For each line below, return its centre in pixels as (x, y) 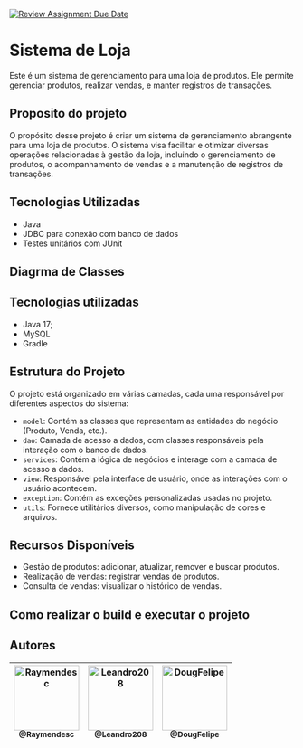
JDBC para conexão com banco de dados (100, 233)
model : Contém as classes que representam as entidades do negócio (150, 421)
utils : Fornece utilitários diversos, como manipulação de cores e (144, 507)
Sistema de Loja (70, 51)
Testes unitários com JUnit (72, 243)
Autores (33, 645)
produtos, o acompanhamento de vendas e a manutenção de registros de (146, 164)
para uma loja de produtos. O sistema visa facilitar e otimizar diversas (139, 145)
